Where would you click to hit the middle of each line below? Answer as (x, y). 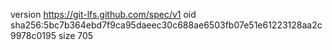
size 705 (76, 35)
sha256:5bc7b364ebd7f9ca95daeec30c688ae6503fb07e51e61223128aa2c (166, 25)
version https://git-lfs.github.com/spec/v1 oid (103, 14)
